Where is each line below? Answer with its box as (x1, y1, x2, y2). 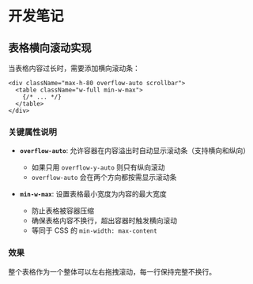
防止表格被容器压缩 (31, 206, 95, 215)
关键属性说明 (8, 126, 58, 137)
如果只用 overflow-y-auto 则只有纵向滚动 (31, 163, 165, 172)
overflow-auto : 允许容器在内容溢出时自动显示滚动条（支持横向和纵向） (19, 146, 251, 155)
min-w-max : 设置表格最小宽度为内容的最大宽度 (19, 189, 168, 199)
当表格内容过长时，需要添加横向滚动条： (8, 64, 140, 73)
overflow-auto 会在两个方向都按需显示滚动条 (31, 173, 177, 182)
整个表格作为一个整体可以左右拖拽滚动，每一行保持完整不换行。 (8, 267, 216, 276)
